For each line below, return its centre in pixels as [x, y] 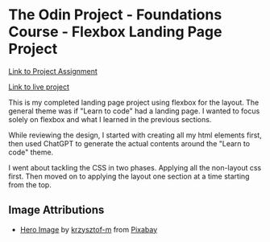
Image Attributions [56, 210]
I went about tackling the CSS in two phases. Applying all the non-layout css [135, 167]
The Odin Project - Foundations [115, 15]
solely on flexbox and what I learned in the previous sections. [110, 119]
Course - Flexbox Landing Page [115, 32]
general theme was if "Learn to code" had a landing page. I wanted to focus [134, 111]
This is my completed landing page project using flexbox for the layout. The [134, 102]
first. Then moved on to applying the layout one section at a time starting [129, 176]
